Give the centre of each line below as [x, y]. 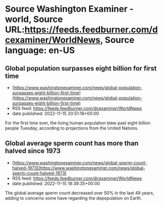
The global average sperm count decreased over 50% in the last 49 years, [80, 193]
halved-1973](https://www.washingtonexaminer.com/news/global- [79, 168]
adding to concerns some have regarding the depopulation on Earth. [73, 198]
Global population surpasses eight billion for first [81, 68]
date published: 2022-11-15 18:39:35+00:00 [56, 183]
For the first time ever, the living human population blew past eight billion [78, 123]
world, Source [34, 19]
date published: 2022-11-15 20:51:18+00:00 [55, 113]
